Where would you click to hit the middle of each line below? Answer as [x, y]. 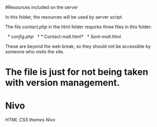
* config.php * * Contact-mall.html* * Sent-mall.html [64, 37]
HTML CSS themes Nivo [30, 120]
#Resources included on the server [42, 7]
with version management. [62, 83]
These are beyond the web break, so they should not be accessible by [78, 46]
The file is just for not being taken [77, 72]
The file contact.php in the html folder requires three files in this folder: [79, 27]
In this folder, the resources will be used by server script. [64, 17]
